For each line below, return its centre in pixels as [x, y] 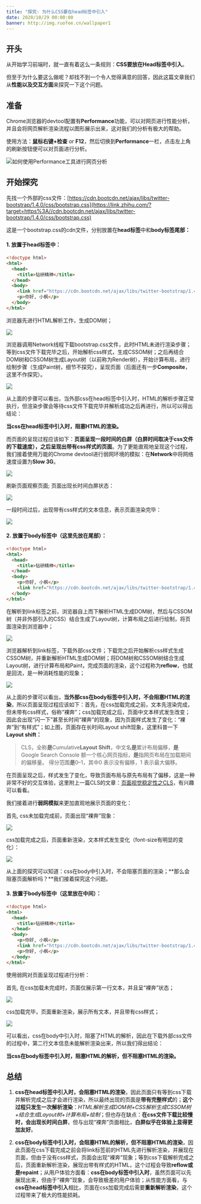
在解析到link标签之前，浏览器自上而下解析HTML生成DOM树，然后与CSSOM [99, 611]
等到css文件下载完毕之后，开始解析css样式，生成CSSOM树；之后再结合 [95, 351]
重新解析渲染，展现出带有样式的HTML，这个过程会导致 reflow [112, 1165]
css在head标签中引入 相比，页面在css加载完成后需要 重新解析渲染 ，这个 [103, 1188]
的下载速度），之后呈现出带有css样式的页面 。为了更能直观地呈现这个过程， [98, 446]
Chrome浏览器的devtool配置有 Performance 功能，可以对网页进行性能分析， [100, 121]
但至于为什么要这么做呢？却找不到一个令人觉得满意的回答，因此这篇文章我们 [100, 77]
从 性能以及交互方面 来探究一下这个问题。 [56, 85]
